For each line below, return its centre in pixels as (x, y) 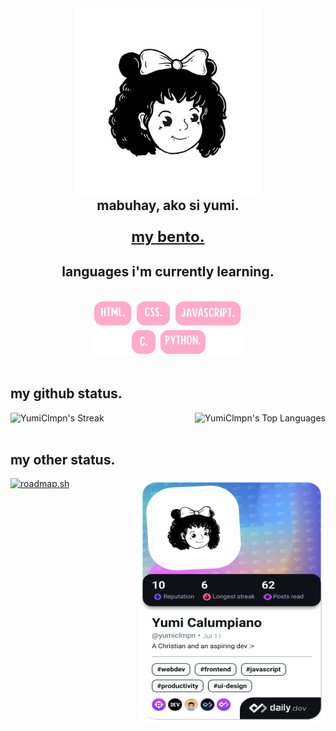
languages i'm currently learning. (168, 272)
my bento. (168, 236)
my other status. (63, 459)
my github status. (66, 393)
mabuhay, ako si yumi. (168, 205)
